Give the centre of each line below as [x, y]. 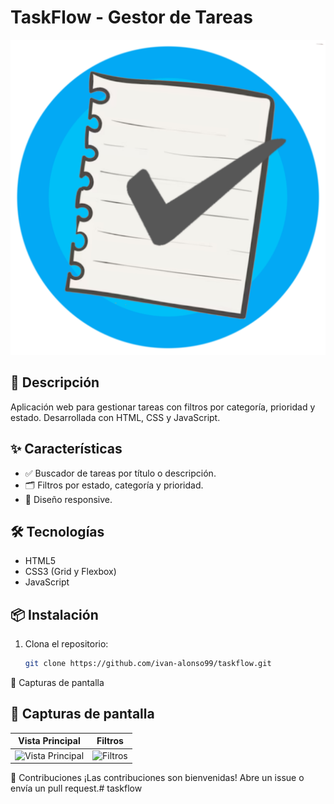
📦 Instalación [54, 614]
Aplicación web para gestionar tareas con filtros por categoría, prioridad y [163, 407]
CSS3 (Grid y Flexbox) [70, 572]
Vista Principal [49, 741]
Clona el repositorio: [66, 644]
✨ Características [66, 449]
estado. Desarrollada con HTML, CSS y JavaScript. [115, 417]
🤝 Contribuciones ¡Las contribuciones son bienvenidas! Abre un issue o [157, 778]
